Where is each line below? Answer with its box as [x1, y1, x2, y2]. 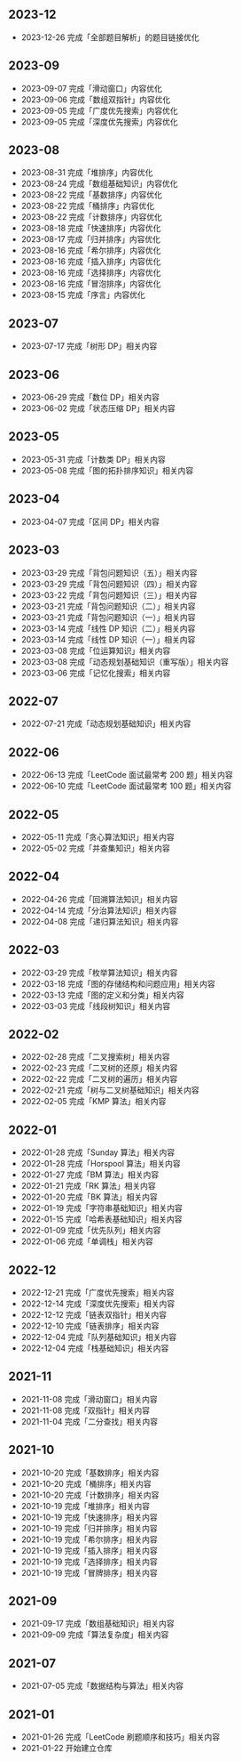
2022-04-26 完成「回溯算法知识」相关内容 [20, 893, 178, 904]
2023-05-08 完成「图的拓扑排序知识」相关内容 [20, 464, 194, 475]
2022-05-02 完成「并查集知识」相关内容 [20, 843, 170, 853]
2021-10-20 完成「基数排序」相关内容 [20, 1467, 160, 1478]
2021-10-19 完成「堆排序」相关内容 [20, 1500, 151, 1511]
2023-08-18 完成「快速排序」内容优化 [20, 222, 161, 234]
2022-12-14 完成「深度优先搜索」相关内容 [20, 1298, 176, 1309]
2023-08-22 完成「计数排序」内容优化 [20, 212, 163, 222]
